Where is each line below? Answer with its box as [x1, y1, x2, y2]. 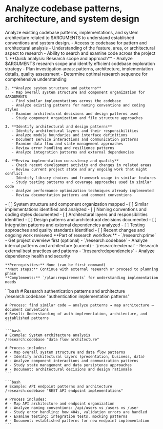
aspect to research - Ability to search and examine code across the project [5, 50, 156, 56]
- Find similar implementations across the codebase [11, 98, 121, 103]
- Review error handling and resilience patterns [11, 145, 115, 150]
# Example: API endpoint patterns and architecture [5, 384, 112, 389]
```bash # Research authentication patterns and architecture [5, 288, 125, 294]
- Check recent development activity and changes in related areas [11, 162, 152, 168]
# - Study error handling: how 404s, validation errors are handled [5, 409, 147, 414]
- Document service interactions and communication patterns [11, 137, 139, 142]
